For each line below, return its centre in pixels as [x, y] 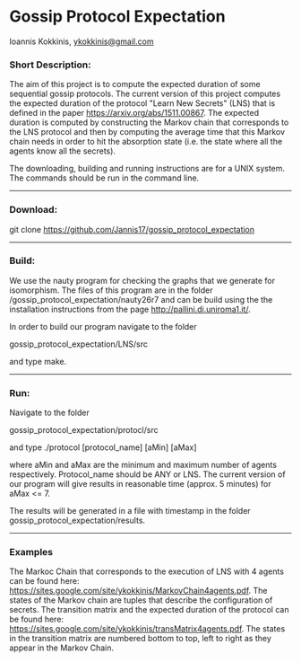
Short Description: [50, 65]
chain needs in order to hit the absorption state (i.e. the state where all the [146, 142]
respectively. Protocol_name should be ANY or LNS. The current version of [147, 474]
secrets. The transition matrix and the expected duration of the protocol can [149, 610]
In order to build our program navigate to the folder [103, 326]
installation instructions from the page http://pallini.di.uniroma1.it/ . [130, 309]
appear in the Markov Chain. [62, 648]
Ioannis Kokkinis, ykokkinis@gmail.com [82, 41]
